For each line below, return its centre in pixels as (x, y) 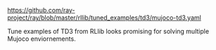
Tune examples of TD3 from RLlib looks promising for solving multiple (108, 31)
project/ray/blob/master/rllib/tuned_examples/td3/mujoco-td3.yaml (104, 18)
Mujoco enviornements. (42, 39)
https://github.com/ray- (41, 10)
